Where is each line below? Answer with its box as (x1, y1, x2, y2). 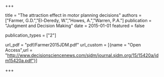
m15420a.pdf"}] (5, 58, 38, 63)
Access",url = (5, 47, 33, 53)
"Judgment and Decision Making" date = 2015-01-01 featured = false (5, 23, 145, 29)
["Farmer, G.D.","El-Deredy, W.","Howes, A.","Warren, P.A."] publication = (5, 18, 152, 23)
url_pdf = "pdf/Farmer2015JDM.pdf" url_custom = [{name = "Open (5, 42, 141, 47)
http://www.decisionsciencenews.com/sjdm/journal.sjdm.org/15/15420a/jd (7, 52, 159, 58)
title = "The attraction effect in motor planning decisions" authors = (5, 12, 142, 18)
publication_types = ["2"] (5, 33, 56, 38)
